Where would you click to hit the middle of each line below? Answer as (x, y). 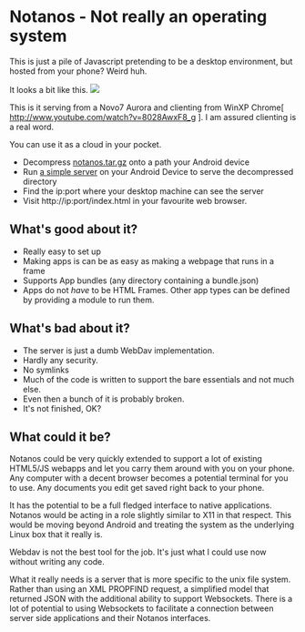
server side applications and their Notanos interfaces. (110, 618)
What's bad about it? (70, 328)
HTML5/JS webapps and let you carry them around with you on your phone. (152, 469)
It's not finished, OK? (62, 408)
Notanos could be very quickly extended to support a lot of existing (136, 459)
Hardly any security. (60, 360)
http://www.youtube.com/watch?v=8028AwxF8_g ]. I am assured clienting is (153, 117)
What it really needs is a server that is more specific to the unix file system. (150, 579)
